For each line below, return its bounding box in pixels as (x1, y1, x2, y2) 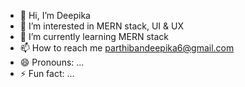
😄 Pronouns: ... (19, 56, 85, 68)
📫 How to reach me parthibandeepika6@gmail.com (19, 42, 235, 54)
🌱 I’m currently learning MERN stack (19, 31, 169, 42)
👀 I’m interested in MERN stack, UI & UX (19, 20, 184, 32)
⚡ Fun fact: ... (19, 68, 75, 79)
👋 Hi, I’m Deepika (19, 10, 91, 21)
